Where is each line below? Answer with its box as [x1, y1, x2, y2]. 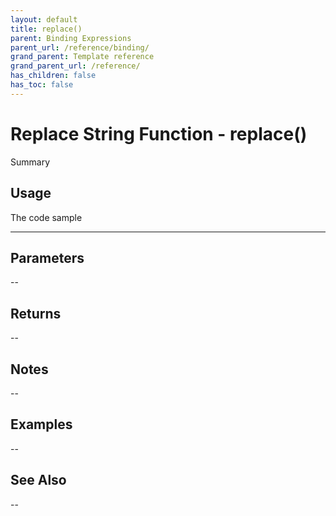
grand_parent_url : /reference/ [10, 61, 141, 71]
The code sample [10, 211, 83, 223]
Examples [10, 416, 73, 433]
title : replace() [10, 24, 83, 34]
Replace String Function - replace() [10, 122, 308, 145]
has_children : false [10, 71, 97, 81]
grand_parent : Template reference [10, 52, 155, 62]
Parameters [10, 249, 85, 266]
